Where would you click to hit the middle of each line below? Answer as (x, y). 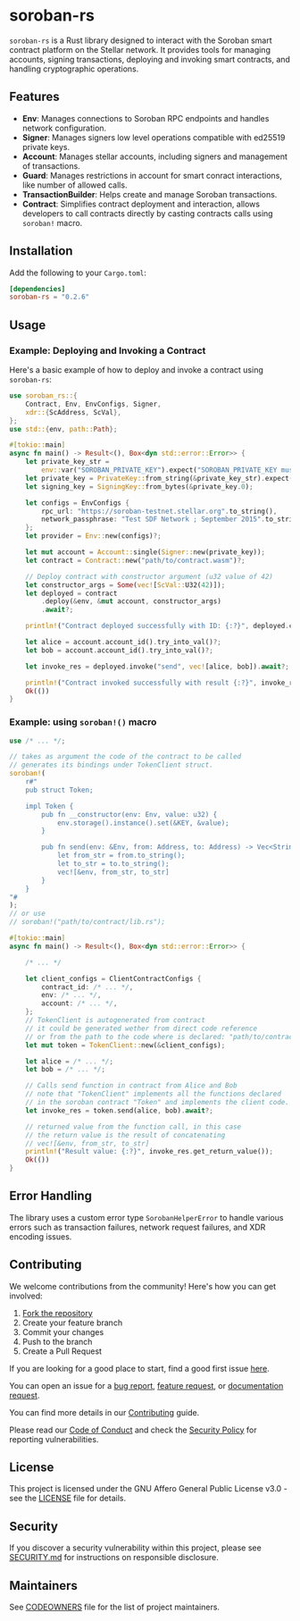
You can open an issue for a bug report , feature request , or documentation (146, 1385)
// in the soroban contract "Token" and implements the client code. (158, 1103)
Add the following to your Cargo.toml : (78, 273)
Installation (41, 251)
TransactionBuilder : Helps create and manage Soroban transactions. (150, 194)
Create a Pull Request (62, 1351)
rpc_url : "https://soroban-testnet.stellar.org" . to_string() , (159, 511)
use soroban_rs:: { (43, 396)
